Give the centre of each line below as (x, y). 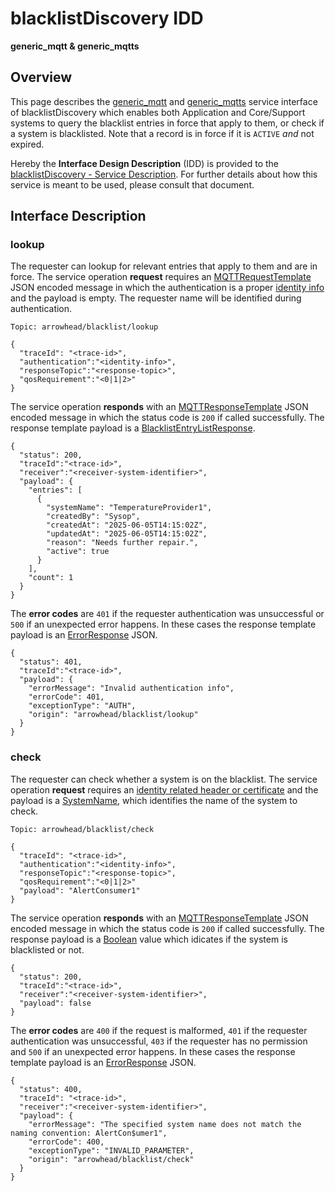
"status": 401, (51, 662)
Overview (41, 77)
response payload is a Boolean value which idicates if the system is (149, 939)
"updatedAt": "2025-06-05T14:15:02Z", (127, 534)
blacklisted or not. (47, 949)
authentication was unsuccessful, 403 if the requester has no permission (159, 1041)
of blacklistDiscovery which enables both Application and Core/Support (158, 112)
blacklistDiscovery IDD (107, 18)
